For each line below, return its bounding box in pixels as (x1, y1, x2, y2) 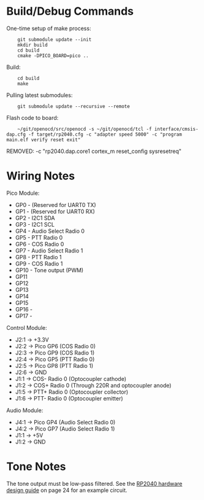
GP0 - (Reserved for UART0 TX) (15, 201, 96, 208)
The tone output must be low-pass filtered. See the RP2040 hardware (6, 480, 183, 487)
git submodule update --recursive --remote (17, 103, 130, 109)
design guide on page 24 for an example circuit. (6, 486, 127, 494)
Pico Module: (6, 189, 40, 197)
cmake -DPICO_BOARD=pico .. (17, 52, 89, 59)
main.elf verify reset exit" (6, 136, 81, 143)
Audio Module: (6, 407, 43, 414)
